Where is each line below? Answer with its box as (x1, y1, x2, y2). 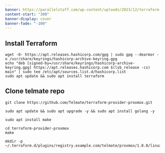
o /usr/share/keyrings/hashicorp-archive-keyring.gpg (5, 57, 118, 61)
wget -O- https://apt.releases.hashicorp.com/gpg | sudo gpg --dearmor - (5, 52, 160, 57)
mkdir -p (5, 139, 23, 144)
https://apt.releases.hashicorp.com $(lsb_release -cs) (33, 65, 151, 70)
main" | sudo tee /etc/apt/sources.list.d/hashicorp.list (5, 69, 126, 74)
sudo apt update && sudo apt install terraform (5, 74, 105, 79)
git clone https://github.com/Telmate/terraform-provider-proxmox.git (5, 100, 153, 105)
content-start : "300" (5, 12, 50, 17)
